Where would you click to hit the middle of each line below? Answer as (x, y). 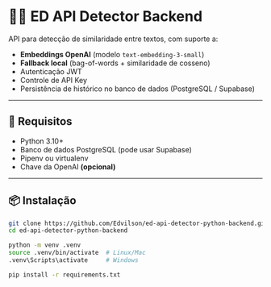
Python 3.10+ (42, 141)
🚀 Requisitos (40, 121)
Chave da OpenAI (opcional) (68, 166)
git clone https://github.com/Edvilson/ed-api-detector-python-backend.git (138, 223)
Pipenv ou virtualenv (54, 158)
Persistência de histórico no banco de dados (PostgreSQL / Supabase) (138, 89)
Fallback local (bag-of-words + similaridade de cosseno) (115, 63)
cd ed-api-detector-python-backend (68, 231)
